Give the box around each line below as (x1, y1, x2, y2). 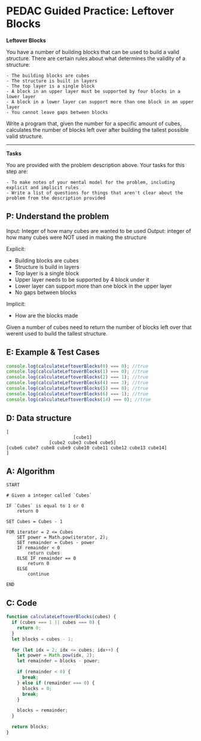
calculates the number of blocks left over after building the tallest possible (6, 126, 189, 133)
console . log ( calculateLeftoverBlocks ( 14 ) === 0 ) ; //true (6, 397, 151, 403)
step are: (6, 168, 28, 175)
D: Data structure (6, 413, 72, 424)
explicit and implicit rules (6, 185, 79, 190)
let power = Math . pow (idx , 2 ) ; (17, 652, 95, 658)
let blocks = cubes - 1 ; (11, 636, 74, 642)
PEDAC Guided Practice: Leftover (6, 4, 175, 18)
